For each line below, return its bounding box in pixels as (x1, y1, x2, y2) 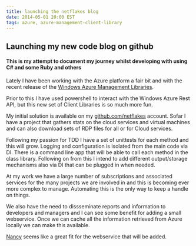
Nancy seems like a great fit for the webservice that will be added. (6, 233, 167, 240)
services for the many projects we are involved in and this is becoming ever (6, 179, 190, 186)
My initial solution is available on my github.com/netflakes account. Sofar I (6, 112, 186, 119)
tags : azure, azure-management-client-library (6, 19, 122, 25)
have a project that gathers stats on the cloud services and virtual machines (6, 118, 190, 125)
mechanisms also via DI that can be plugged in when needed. (6, 161, 155, 168)
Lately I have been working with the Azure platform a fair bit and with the (6, 77, 182, 84)
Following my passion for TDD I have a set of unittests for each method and (6, 136, 190, 143)
